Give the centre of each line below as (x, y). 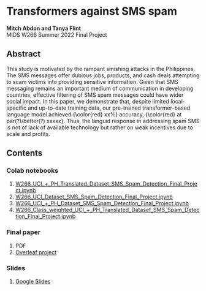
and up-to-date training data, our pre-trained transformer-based (109, 108)
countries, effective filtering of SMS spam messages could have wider (95, 95)
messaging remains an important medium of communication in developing (100, 88)
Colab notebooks (32, 171)
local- (178, 101)
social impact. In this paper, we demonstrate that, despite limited (88, 101)
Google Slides (33, 282)
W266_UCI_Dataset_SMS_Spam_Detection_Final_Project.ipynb (94, 197)
